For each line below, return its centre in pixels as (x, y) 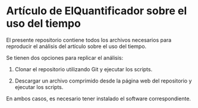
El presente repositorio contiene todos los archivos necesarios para (89, 40)
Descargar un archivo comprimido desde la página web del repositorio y (103, 81)
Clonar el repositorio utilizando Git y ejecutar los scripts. (84, 69)
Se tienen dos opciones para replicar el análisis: (65, 58)
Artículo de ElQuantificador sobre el (97, 11)
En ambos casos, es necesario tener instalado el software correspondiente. (99, 99)
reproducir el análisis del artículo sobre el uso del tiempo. (76, 46)
